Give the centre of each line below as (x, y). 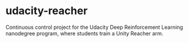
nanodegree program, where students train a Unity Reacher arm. (84, 33)
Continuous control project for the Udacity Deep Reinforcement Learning (94, 27)
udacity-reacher (47, 11)
